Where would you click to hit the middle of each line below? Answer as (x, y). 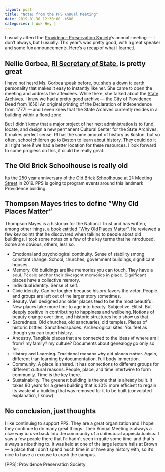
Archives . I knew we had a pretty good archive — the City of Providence (78, 99)
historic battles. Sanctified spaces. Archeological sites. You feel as (80, 327)
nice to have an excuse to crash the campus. (50, 454)
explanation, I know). (33, 395)
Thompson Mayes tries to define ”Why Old (72, 204)
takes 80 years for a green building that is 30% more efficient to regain (84, 385)
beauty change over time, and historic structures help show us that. (81, 317)
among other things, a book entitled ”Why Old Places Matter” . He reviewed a (82, 229)
